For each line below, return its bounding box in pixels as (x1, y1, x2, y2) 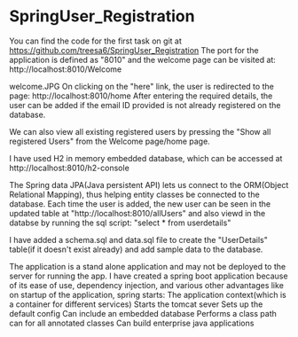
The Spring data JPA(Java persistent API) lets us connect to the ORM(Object (9, 179, 289, 190)
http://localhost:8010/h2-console (9, 162, 130, 173)
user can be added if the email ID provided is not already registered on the (9, 99, 281, 110)
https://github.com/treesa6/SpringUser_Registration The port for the (9, 44, 259, 55)
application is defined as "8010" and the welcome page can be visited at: (9, 54, 277, 65)
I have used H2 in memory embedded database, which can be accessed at (9, 153, 283, 163)
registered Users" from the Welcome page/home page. (9, 136, 210, 146)
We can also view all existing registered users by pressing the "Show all (9, 126, 271, 137)
